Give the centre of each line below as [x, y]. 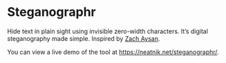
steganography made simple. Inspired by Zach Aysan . [84, 38]
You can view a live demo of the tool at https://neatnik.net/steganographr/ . [113, 52]
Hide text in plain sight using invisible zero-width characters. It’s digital [108, 31]
